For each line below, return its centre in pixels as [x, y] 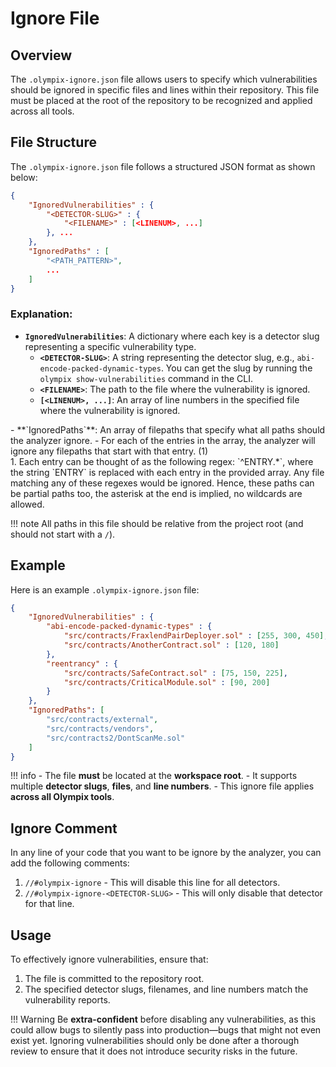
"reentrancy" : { [82, 663]
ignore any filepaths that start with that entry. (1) [109, 451]
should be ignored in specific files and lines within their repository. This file [165, 90]
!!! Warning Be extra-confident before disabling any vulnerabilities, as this [163, 1019]
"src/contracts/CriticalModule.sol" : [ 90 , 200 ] [167, 682]
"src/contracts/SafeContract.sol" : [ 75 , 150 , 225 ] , [176, 673]
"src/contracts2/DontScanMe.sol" [116, 738]
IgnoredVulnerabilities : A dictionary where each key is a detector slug [172, 336]
